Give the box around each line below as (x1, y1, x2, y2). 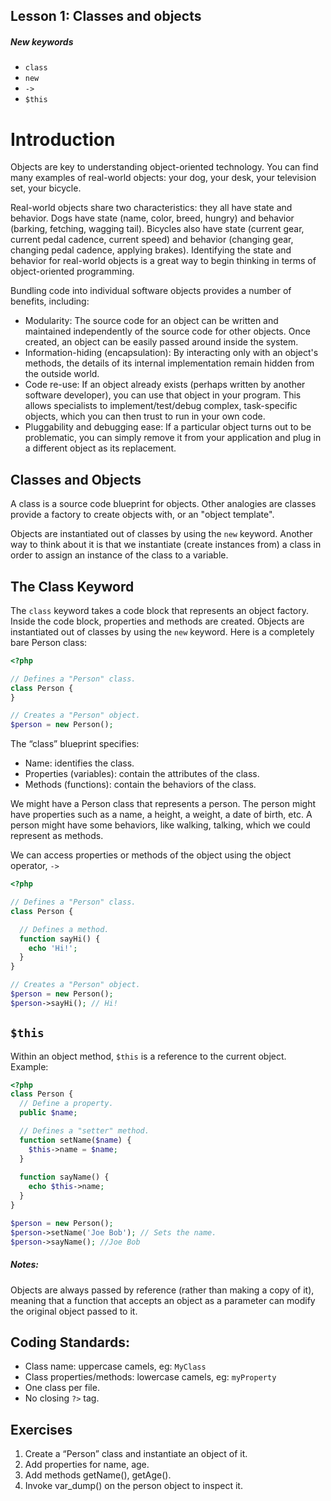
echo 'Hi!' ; (28, 943, 78, 953)
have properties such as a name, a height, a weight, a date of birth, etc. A (10, 809, 313, 821)
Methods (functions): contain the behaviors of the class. (24, 779, 257, 791)
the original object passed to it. (10, 1305, 138, 1317)
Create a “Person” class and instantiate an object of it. (24, 1448, 248, 1460)
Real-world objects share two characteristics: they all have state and (10, 202, 293, 214)
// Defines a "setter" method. (19, 1126, 150, 1136)
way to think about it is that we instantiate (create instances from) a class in (10, 539, 322, 551)
